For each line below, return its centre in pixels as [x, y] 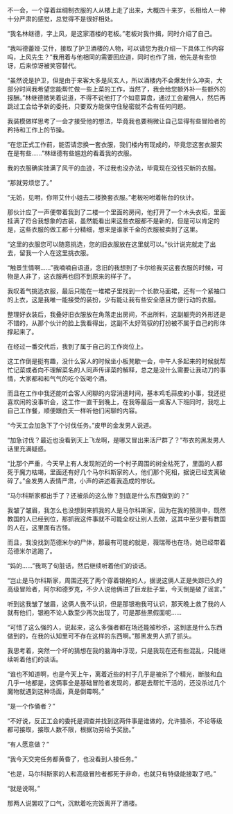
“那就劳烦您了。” [30, 183]
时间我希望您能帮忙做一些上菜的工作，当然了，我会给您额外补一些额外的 [122, 89]
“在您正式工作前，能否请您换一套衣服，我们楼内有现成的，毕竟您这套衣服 [112, 145]
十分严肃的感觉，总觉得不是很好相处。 [62, 19]
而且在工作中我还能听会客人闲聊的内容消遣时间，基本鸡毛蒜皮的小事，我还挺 [116, 393]
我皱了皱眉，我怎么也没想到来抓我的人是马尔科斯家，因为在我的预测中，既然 [116, 510]
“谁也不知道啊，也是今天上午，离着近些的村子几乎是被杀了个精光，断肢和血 [115, 674]
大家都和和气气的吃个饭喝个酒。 [65, 379]
